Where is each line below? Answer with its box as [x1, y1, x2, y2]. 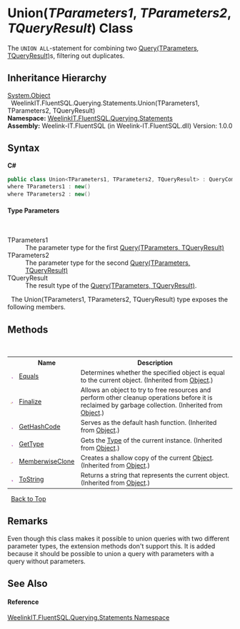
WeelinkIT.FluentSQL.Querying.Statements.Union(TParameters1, [10, 99, 200, 107]
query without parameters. [7, 557, 86, 565]
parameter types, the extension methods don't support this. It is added [7, 541, 216, 550]
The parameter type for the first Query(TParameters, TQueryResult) [25, 243, 225, 252]
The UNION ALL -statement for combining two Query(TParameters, [7, 44, 199, 52]
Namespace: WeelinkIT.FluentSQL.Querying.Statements [7, 114, 173, 122]
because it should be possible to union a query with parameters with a [7, 549, 214, 558]
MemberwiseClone [19, 457, 75, 466]
